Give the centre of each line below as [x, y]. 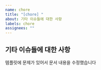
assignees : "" [20, 28]
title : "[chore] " [24, 14]
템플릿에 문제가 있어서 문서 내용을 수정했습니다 [51, 62]
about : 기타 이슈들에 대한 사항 [33, 19]
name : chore [17, 10]
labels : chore [20, 24]
